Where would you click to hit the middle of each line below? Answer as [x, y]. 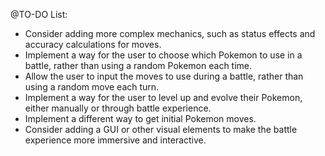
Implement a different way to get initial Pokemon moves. [140, 118]
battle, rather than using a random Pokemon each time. [138, 65]
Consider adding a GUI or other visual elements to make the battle [161, 129]
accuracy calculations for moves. [93, 44]
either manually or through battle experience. [118, 108]
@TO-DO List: [39, 14]
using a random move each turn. [92, 87]
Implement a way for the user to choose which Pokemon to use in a [163, 55]
